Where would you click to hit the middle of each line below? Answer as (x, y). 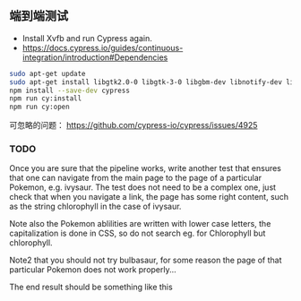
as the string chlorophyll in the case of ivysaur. (95, 206)
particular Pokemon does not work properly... (93, 270)
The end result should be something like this (91, 287)
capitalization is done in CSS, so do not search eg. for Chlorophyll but (138, 233)
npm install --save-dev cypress (69, 90)
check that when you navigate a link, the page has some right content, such (149, 197)
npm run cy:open (39, 107)
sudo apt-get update (48, 73)
